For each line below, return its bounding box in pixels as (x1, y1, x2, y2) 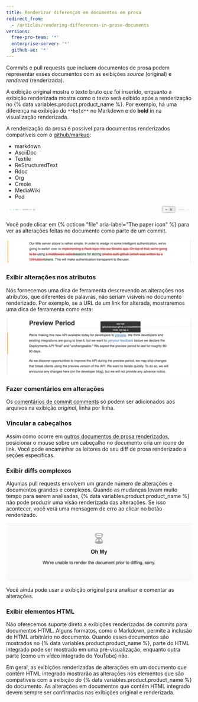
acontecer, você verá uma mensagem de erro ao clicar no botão (6, 505, 163, 512)
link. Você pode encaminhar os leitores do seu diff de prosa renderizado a (6, 445, 187, 452)
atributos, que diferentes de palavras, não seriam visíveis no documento (6, 293, 182, 300)
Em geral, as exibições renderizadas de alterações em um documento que (6, 663, 187, 671)
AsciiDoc (14, 149, 37, 156)
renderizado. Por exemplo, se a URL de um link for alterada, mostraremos (6, 299, 185, 307)
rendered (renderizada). (6, 76, 64, 84)
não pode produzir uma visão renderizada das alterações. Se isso (6, 499, 166, 506)
